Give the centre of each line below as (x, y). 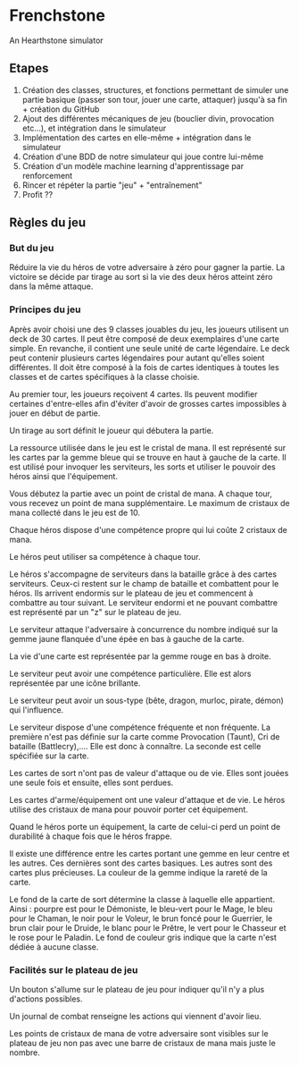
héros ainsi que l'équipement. (64, 476)
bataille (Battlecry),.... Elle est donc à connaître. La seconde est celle (135, 746)
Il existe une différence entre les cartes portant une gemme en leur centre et (149, 853)
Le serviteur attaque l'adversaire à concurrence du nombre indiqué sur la (144, 629)
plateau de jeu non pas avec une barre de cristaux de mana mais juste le (143, 1044)
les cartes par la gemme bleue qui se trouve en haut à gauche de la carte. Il (148, 457)
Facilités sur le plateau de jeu (74, 969)
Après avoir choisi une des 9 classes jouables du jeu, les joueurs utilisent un (149, 329)
